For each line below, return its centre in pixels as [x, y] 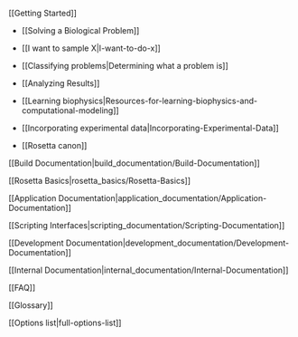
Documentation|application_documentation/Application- [163, 198]
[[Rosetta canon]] [54, 145]
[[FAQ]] [22, 288]
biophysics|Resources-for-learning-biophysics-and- [160, 101]
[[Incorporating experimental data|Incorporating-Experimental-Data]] [150, 128]
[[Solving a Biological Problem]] [80, 30]
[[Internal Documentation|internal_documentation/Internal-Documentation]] [149, 270]
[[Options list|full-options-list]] [65, 323]
